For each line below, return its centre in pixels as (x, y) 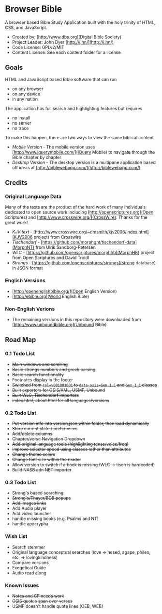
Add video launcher (32, 514)
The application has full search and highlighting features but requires (74, 108)
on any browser (28, 89)
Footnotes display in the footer (43, 380)
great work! (16, 223)
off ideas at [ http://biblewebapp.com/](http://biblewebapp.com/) (76, 167)
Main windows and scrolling (40, 364)
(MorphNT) (23, 247)
